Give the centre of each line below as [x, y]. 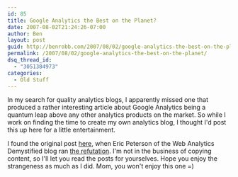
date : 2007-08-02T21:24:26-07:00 [57, 27]
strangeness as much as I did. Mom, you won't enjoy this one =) [101, 166]
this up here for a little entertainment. [61, 130]
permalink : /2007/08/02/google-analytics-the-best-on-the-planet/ [107, 54]
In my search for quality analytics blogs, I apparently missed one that [108, 100]
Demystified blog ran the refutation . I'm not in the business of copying [109, 151]
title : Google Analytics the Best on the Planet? [82, 21]
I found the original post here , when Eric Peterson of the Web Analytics [111, 144]
